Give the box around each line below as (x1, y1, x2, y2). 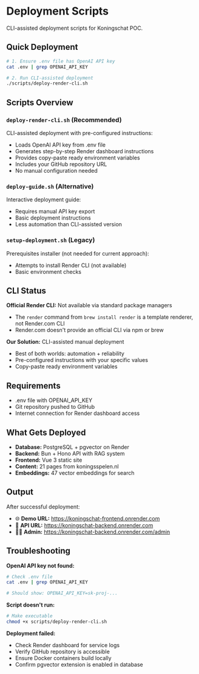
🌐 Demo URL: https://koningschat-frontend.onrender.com (15, 515, 160, 522)
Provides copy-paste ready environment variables (15, 154, 141, 161)
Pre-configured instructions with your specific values (15, 356, 149, 364)
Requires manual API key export (15, 208, 95, 215)
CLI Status (6, 285, 47, 296)
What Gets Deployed (6, 427, 86, 437)
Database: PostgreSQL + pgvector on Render (15, 443, 129, 451)
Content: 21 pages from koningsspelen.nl (15, 462, 120, 470)
